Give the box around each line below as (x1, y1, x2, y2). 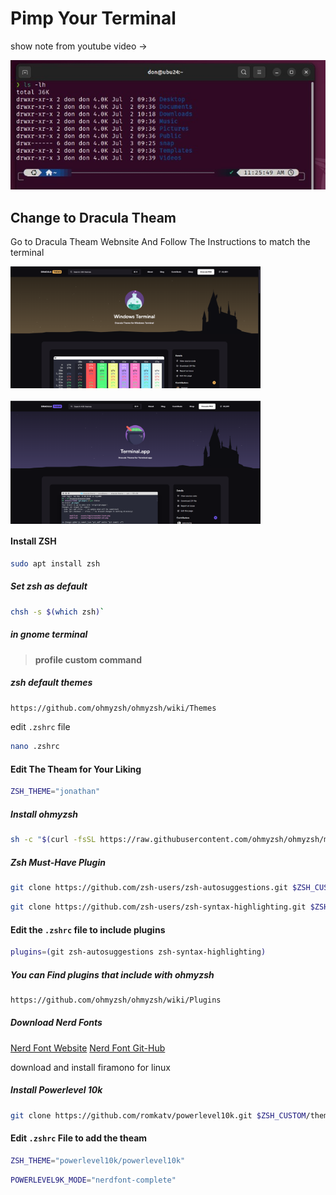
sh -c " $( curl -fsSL (10, 835, 97, 845)
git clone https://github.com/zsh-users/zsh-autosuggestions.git (10, 883, 288, 893)
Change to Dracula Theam (10, 209, 177, 226)
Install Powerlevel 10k (10, 1084, 103, 1096)
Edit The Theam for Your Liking (10, 763, 142, 775)
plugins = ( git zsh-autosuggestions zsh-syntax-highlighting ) (10, 947, 267, 957)
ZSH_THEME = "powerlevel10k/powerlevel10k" (10, 1155, 186, 1166)
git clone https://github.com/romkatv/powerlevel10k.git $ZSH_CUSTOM (10, 1110, 307, 1121)
